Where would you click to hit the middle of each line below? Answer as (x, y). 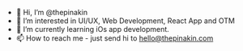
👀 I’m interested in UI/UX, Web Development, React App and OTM (125, 21)
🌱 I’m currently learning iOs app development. (93, 29)
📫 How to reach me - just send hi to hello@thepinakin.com (115, 38)
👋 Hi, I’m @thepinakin (51, 12)
